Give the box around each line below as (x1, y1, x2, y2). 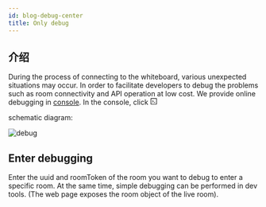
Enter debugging (8, 151, 93, 165)
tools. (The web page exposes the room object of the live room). (8, 189, 219, 199)
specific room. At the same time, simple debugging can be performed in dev (8, 181, 258, 191)
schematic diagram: (8, 113, 73, 123)
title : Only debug (8, 19, 69, 27)
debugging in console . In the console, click (8, 97, 148, 107)
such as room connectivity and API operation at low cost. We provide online (8, 89, 256, 99)
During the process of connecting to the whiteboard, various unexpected (8, 72, 247, 82)
